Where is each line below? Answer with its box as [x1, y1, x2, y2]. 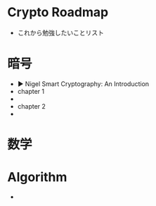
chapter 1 [17, 87, 45, 95]
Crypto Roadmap [7, 4, 109, 20]
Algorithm [7, 169, 67, 186]
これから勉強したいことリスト [17, 28, 104, 37]
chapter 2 [17, 102, 46, 110]
